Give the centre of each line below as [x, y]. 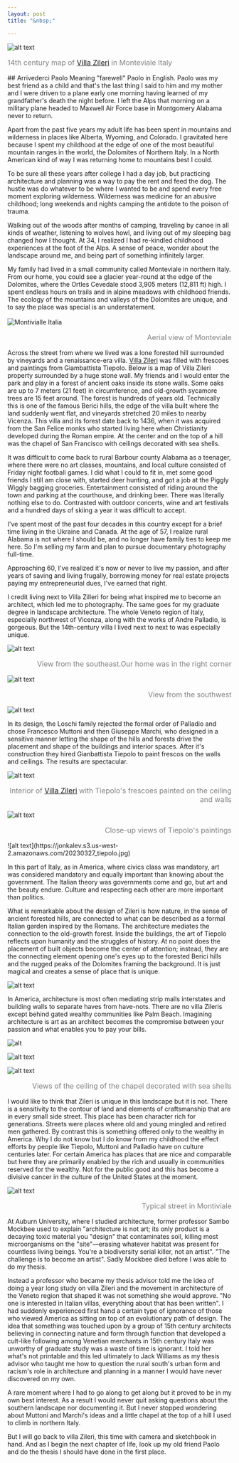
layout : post [27, 14]
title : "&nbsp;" [31, 21]
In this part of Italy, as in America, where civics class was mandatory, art [113, 867]
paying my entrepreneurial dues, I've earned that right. [87, 583]
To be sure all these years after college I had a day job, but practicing [109, 173]
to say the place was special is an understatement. [82, 307]
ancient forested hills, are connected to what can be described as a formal [116, 918]
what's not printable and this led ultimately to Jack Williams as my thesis [113, 1356]
